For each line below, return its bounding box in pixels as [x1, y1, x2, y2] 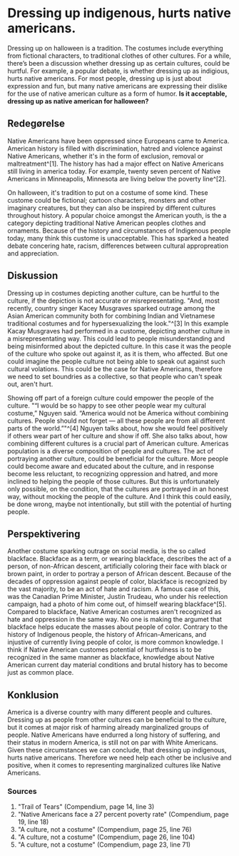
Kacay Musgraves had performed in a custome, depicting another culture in [7, 326, 230, 335]
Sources [7, 787, 37, 797]
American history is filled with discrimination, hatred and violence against [7, 144, 223, 153]
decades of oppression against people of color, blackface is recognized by [7, 577, 228, 586]
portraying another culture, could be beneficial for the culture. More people [7, 454, 228, 463]
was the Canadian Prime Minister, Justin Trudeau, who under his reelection [7, 593, 228, 601]
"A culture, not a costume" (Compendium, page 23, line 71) [17, 840, 191, 849]
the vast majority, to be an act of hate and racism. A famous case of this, [7, 585, 221, 593]
